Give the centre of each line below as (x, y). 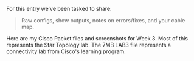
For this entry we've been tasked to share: (59, 9)
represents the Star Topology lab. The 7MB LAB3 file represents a (89, 45)
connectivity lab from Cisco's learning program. (66, 51)
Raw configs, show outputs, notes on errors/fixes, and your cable (103, 20)
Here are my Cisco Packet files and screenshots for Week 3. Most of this (97, 38)
